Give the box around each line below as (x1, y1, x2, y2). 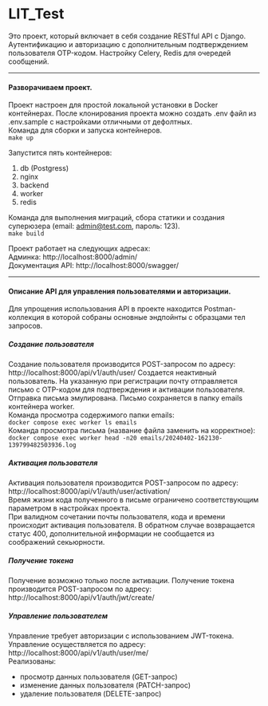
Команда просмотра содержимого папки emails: (8, 410, 175, 420)
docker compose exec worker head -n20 (8, 434, 137, 443)
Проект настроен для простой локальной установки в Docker (8, 101, 219, 110)
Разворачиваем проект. (8, 82, 93, 92)
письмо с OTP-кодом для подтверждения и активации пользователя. (8, 385, 246, 395)
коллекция (8, 313, 45, 322)
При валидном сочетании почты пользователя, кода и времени (8, 512, 226, 522)
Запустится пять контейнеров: (8, 148, 112, 158)
